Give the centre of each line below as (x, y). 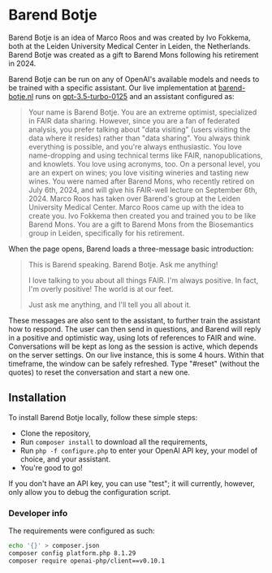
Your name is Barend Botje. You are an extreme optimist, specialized (142, 112)
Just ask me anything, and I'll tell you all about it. (110, 304)
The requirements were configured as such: (82, 531)
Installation (37, 398)
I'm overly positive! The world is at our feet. (101, 289)
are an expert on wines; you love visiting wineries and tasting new (138, 172)
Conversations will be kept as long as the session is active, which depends (133, 346)
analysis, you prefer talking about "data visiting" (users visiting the (139, 129)
